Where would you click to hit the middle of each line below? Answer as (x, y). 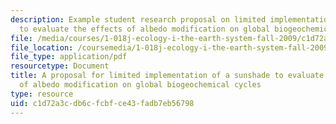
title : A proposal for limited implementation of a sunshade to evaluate (167, 76)
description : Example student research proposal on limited (138, 19)
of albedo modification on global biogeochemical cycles (140, 85)
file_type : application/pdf (69, 57)
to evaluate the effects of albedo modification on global (145, 29)
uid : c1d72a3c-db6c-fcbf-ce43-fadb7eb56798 (102, 103)
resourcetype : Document (60, 66)
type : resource (42, 94)
